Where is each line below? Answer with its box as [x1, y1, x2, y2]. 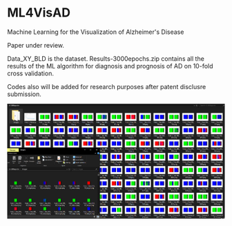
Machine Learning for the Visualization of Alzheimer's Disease [7, 28, 184, 36]
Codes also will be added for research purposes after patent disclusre [7, 82, 206, 91]
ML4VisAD [7, 5, 71, 21]
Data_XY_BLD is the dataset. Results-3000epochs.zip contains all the [7, 54, 205, 63]
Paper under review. [7, 41, 64, 49]
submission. [7, 90, 41, 98]
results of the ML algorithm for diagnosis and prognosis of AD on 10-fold [7, 62, 213, 70]
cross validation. [7, 69, 54, 77]
